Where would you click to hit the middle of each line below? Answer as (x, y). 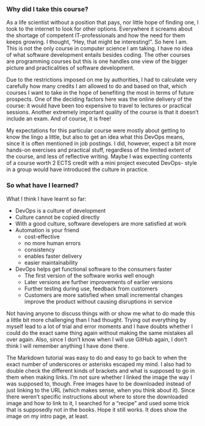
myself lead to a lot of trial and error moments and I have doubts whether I (100, 326)
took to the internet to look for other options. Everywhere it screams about (100, 29)
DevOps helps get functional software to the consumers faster (93, 269)
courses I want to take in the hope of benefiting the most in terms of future (100, 93)
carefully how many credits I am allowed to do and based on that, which (97, 86)
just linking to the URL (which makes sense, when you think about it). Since (101, 390)
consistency (39, 249)
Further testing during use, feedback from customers (91, 288)
